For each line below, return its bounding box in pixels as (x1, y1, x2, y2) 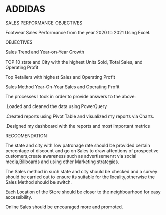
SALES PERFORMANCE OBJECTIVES (5, 20, 83, 26)
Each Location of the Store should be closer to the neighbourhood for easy (5, 189, 161, 195)
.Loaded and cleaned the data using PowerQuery (5, 103, 107, 109)
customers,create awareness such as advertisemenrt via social (5, 153, 137, 159)
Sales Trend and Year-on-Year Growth (5, 49, 85, 55)
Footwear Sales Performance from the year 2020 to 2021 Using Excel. (5, 29, 151, 35)
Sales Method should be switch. (5, 179, 72, 185)
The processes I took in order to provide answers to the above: (5, 93, 136, 99)
